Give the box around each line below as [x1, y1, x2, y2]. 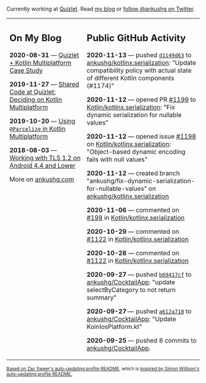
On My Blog [9, 32, 62, 44]
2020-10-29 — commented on [86, 227, 180, 236]
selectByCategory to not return [86, 285, 176, 294]
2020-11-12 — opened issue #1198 [86, 132, 196, 141]
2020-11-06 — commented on [86, 206, 180, 214]
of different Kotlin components [86, 74, 175, 82]
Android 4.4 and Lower [9, 161, 75, 169]
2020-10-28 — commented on [86, 249, 180, 257]
